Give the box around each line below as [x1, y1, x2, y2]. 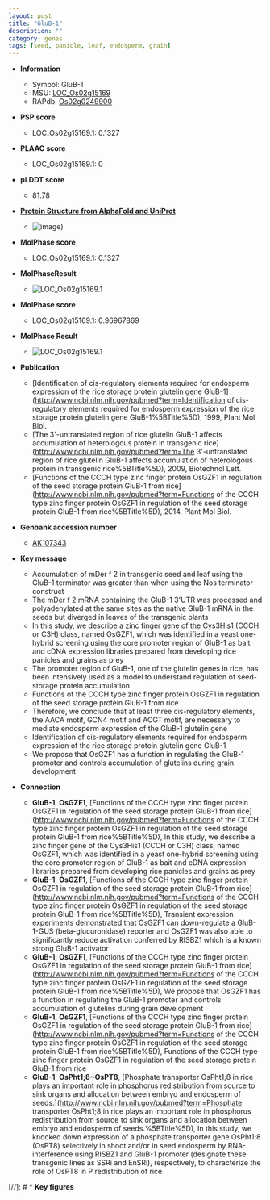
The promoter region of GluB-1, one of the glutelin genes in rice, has [31, 663, 259, 674]
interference [31, 1149, 73, 1159]
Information [19, 64, 61, 73]
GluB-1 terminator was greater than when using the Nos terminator [31, 578, 254, 587]
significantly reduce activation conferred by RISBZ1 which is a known [31, 935, 262, 945]
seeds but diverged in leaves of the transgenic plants [31, 613, 209, 622]
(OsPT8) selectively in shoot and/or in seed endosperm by [31, 1141, 226, 1151]
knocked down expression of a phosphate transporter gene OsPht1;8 [31, 1132, 261, 1142]
